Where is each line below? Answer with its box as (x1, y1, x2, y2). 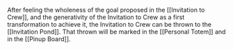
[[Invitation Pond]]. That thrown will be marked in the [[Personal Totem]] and (7, 27, 226, 36)
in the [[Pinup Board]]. (7, 35, 71, 43)
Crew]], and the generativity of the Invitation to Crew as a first (7, 13, 185, 21)
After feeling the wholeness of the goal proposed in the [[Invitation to (7, 6, 205, 14)
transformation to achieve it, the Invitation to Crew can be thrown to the (7, 21, 212, 28)
